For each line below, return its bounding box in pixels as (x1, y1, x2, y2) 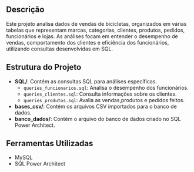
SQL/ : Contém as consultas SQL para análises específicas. (14, 77, 158, 85)
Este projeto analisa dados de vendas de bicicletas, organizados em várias (6, 20, 187, 27)
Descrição (6, 5, 45, 15)
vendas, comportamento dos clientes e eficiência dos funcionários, (6, 39, 169, 46)
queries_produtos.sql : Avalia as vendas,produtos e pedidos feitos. (23, 96, 185, 103)
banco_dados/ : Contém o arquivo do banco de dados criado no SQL (14, 115, 181, 122)
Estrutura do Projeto (6, 62, 82, 72)
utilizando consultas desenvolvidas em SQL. (6, 45, 113, 52)
